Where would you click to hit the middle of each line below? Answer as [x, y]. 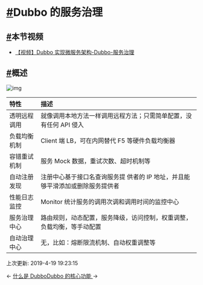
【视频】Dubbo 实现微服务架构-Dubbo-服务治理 [75, 52]
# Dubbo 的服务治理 [54, 12]
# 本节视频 [25, 37]
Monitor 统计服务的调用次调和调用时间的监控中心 [110, 202]
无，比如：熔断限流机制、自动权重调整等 [98, 242]
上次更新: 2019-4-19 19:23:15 [42, 263]
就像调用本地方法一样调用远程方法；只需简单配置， [113, 115]
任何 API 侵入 [65, 124]
